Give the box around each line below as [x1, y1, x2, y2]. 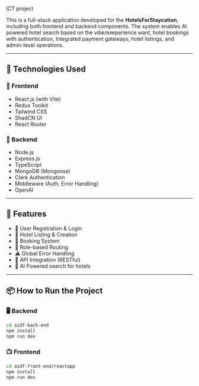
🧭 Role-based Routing [14, 244, 69, 251]
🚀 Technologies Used [6, 64, 86, 74]
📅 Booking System [14, 237, 60, 244]
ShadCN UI [14, 114, 43, 121]
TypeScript [14, 161, 42, 168]
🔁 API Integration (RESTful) [14, 256, 81, 263]
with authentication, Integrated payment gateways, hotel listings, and [6, 35, 175, 42]
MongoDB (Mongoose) [14, 167, 71, 174]
